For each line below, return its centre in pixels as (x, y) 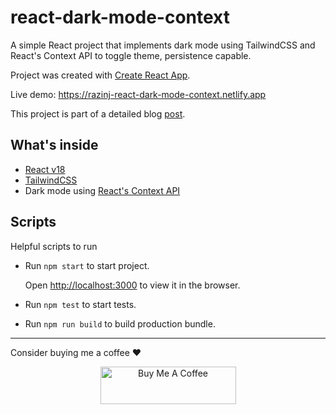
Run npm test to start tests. (80, 304)
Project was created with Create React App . (100, 75)
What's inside (54, 145)
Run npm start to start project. (87, 265)
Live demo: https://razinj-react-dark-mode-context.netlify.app (138, 94)
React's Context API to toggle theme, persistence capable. (131, 55)
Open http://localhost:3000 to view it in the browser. (132, 285)
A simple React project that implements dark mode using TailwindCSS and (163, 45)
